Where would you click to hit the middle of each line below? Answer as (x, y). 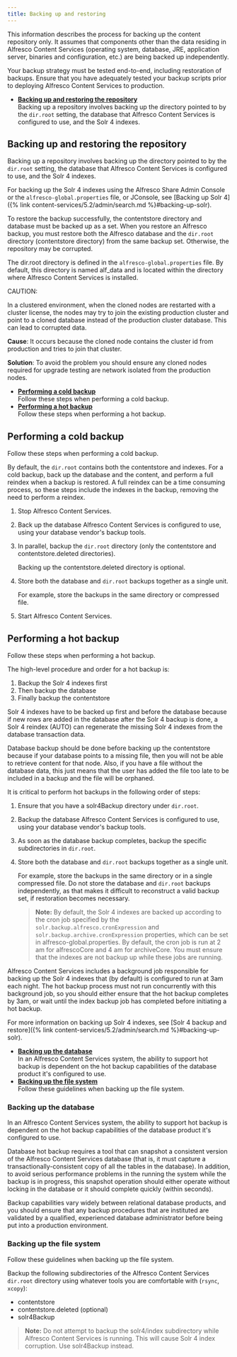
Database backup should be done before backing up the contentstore (109, 748)
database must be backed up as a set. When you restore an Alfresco (107, 226)
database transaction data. (46, 735)
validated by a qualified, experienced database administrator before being (115, 1218)
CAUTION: (22, 291)
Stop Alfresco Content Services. (64, 511)
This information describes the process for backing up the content (104, 34)
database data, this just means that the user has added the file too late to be (118, 771)
